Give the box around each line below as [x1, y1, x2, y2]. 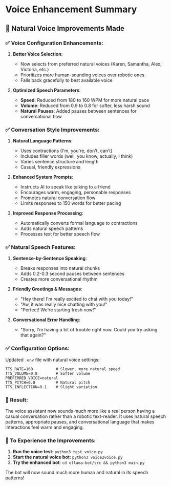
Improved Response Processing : [12, 210, 83, 216]
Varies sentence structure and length [20, 159, 99, 165]
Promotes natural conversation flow [20, 195, 96, 201]
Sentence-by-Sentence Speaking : [12, 255, 87, 262]
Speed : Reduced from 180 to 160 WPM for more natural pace [20, 97, 149, 103]
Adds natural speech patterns [20, 225, 83, 231]
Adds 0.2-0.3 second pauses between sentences [20, 270, 124, 277]
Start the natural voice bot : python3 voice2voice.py [12, 454, 123, 460]
